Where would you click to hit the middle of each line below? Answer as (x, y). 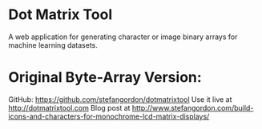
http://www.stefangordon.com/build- (193, 107)
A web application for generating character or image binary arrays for (123, 37)
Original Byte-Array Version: (105, 78)
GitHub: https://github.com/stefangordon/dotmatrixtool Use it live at (120, 99)
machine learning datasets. (53, 45)
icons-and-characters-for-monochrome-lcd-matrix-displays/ (109, 116)
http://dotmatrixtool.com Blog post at (69, 107)
